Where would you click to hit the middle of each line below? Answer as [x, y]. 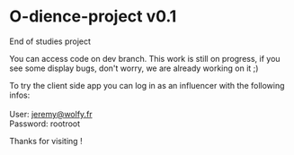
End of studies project [50, 41]
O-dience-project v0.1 [93, 17]
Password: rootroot [45, 124]
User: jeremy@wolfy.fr [51, 114]
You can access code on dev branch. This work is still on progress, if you [145, 58]
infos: [20, 95]
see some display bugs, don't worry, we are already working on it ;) [134, 68]
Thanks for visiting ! [46, 141]
